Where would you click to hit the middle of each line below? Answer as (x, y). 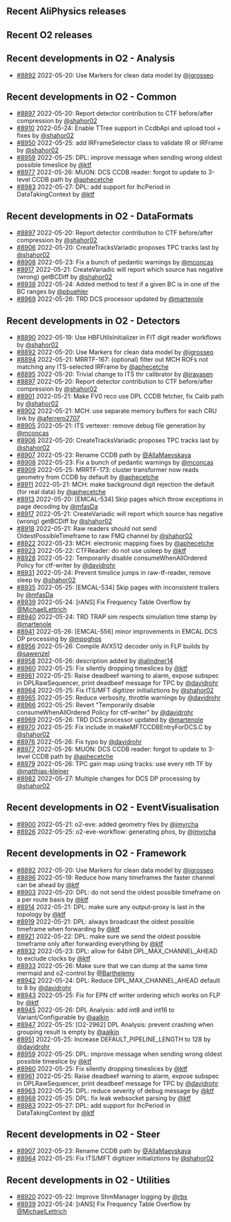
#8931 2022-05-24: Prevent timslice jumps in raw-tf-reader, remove (114, 573)
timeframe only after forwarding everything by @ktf (90, 943)
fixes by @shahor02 (45, 136)
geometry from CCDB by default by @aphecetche (87, 477)
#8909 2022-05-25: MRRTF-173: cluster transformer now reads (108, 470)
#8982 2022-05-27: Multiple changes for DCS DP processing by (109, 778)
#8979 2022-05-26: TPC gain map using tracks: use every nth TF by (114, 764)
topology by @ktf (41, 914)
